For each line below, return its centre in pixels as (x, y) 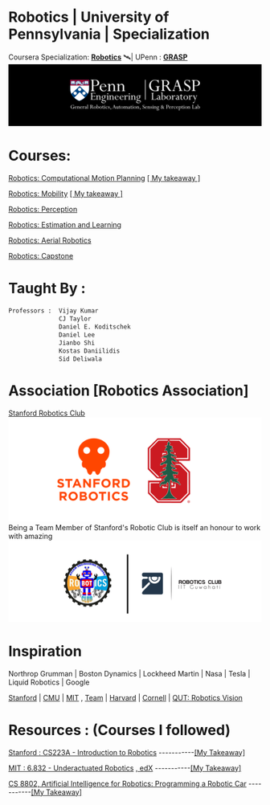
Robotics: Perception (43, 209)
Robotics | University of (89, 17)
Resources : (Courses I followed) (120, 730)
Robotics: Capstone (41, 255)
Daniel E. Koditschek (95, 327)
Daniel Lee (77, 335)
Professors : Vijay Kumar (53, 311)
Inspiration (45, 652)
